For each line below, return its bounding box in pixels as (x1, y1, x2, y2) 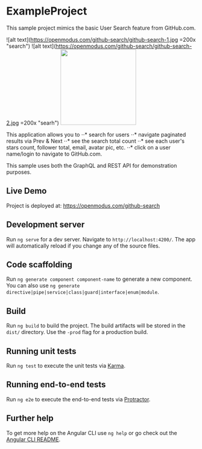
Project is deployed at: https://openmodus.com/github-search (6, 202, 160, 209)
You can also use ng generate (6, 282, 80, 289)
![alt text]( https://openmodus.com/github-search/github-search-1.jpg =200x (6, 36, 196, 43)
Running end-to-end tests (6, 379, 106, 390)
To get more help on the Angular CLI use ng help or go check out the (6, 429, 177, 436)
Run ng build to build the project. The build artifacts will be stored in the (6, 322, 186, 329)
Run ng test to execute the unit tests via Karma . (6, 362, 125, 369)
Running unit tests (6, 346, 77, 356)
